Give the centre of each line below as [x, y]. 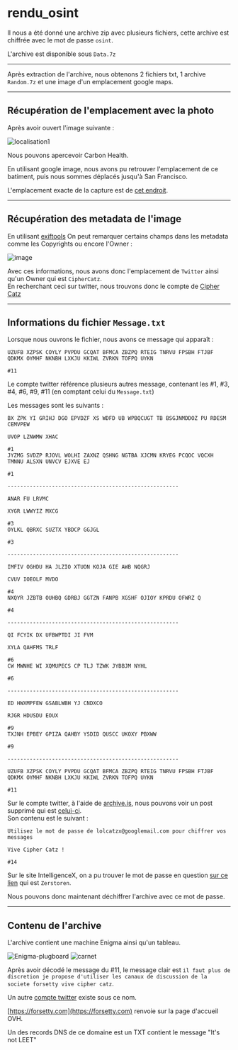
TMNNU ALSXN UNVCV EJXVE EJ [49, 462]
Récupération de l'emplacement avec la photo [111, 111]
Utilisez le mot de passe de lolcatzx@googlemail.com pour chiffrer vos [117, 831]
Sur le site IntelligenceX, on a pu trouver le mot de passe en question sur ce [118, 875]
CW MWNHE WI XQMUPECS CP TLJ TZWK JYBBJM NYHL [77, 666]
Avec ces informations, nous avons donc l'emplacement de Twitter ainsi [113, 271]
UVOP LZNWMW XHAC [33, 437]
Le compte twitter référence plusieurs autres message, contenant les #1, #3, [119, 384]
